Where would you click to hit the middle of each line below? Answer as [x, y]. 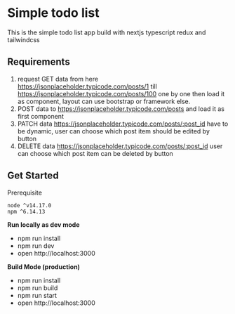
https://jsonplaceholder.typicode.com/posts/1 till [87, 86]
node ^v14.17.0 [29, 205]
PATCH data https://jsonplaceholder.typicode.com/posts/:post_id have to [123, 124]
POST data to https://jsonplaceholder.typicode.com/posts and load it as [121, 109]
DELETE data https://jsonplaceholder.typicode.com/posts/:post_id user [120, 146]
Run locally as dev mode [43, 224]
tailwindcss [23, 39]
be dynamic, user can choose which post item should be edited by [114, 131]
